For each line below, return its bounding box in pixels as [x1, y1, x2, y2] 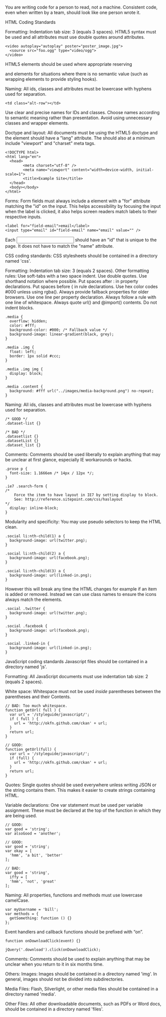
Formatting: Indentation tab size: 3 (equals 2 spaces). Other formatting [5, 268, 149, 274]
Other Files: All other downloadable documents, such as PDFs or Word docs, [5, 1001, 162, 1007]
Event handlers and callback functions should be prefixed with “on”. [5, 929, 144, 935]
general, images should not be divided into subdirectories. [5, 976, 124, 982]
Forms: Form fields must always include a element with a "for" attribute [5, 198, 150, 204]
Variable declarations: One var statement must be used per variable [5, 802, 143, 808]
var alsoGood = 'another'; [5, 831, 61, 836]
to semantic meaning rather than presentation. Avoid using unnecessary [5, 115, 153, 121]
